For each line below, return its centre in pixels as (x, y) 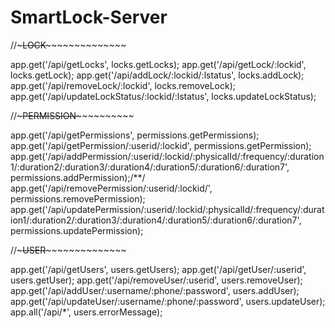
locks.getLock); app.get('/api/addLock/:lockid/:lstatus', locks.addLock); (157, 75)
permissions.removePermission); (78, 198)
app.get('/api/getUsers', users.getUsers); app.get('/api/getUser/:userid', (158, 269)
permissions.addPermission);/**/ (78, 177)
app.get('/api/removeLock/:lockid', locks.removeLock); (123, 85)
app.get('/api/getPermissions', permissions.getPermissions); (135, 135)
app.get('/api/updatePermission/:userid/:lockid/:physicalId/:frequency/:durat (167, 209)
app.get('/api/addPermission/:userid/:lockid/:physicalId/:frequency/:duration (167, 156)
